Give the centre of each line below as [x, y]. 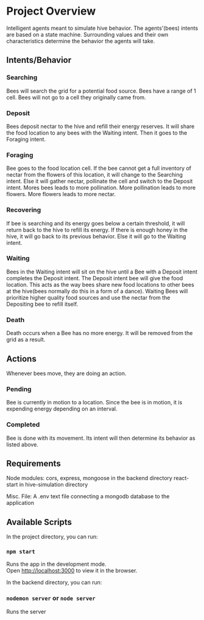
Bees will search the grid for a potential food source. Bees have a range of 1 [101, 91]
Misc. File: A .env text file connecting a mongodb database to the [88, 496]
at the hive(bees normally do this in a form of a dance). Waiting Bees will [97, 291]
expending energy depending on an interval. [62, 409]
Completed [23, 424]
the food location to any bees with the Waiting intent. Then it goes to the [97, 133]
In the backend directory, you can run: [54, 582]
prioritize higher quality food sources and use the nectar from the [88, 297]
